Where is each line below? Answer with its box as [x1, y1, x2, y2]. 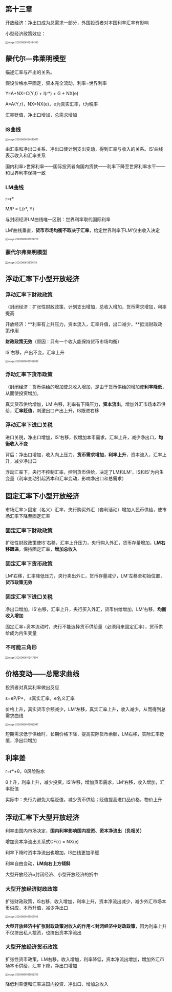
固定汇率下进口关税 [5, 593, 53, 601]
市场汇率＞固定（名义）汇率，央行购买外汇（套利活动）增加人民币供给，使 [5, 506, 162, 513]
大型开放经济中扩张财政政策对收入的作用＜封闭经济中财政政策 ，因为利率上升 [5, 923, 167, 929]
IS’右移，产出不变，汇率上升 [5, 349, 65, 356]
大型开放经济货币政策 [5, 943, 58, 950]
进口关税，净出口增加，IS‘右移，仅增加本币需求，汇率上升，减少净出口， [5, 434, 159, 440]
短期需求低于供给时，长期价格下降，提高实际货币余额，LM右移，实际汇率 [5, 731, 160, 737]
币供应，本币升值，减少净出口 [5, 905, 68, 911]
